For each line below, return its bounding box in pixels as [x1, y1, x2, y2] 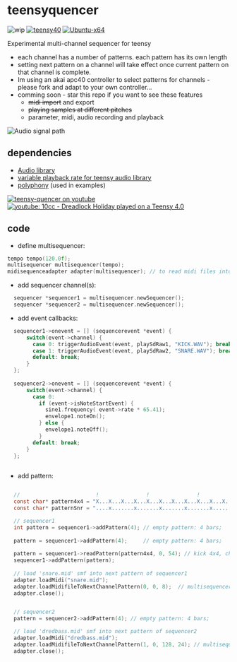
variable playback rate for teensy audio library [17, 173, 152, 182]
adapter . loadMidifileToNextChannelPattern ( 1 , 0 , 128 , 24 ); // [13, 641, 200, 648]
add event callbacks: [17, 314, 78, 322]
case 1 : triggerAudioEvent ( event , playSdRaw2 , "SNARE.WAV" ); [32, 347, 217, 355]
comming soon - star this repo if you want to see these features [17, 90, 203, 99]
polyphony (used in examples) [17, 181, 106, 189]
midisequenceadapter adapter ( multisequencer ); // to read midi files [7, 268, 217, 276]
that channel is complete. [17, 68, 92, 76]
